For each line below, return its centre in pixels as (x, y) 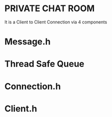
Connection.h (33, 86)
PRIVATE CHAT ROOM (50, 9)
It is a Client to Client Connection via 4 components (56, 22)
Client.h (21, 108)
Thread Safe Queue (44, 64)
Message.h (28, 42)
